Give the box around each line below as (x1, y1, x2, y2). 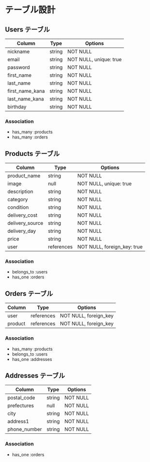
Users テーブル (5, 25, 50, 34)
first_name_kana (7, 88, 45, 94)
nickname (7, 48, 30, 55)
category (7, 196, 28, 203)
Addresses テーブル (5, 371, 65, 379)
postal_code (7, 394, 35, 401)
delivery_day (7, 228, 36, 235)
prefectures (7, 402, 34, 409)
